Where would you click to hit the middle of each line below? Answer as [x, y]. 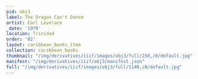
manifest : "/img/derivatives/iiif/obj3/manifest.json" [76, 61]
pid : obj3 [18, 12]
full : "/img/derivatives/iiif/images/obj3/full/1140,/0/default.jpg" [94, 67]
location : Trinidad [30, 34]
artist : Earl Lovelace [34, 23]
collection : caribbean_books [42, 50]
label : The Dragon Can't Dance [45, 17]
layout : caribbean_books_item [44, 45]
